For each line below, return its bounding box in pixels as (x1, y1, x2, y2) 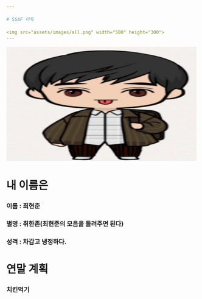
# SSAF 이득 (6, 16, 34, 23)
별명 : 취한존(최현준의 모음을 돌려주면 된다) (6, 220, 124, 228)
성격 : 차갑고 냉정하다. (6, 237, 67, 246)
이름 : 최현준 (6, 202, 41, 210)
